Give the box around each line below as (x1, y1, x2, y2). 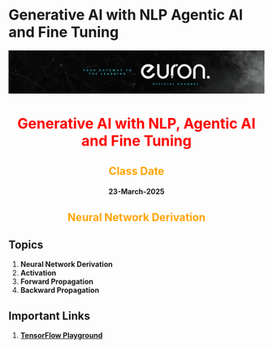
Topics (8, 238, 44, 252)
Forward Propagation (19, 276, 93, 286)
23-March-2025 (108, 187, 165, 197)
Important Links (8, 309, 91, 323)
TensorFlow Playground (19, 331, 103, 341)
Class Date (108, 164, 165, 178)
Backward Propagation (19, 285, 100, 295)
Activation (19, 268, 57, 278)
